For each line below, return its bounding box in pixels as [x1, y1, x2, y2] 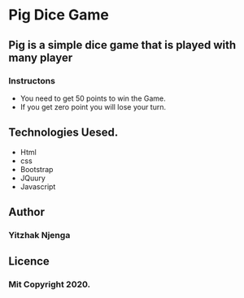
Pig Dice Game [8, 6, 110, 24]
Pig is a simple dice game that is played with [8, 38, 237, 52]
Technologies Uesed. [8, 126, 119, 140]
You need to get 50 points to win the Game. [20, 93, 167, 103]
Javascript [20, 181, 56, 192]
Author [8, 205, 45, 219]
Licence [8, 254, 50, 269]
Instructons [8, 75, 55, 86]
